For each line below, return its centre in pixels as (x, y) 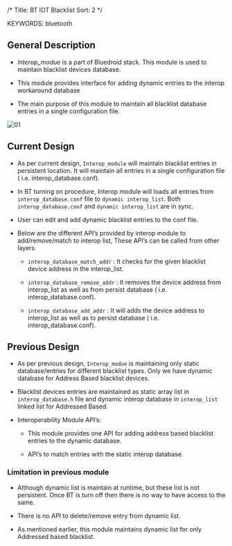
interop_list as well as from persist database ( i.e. (97, 289)
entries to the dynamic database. (74, 441)
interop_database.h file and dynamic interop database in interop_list (117, 399)
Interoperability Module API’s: (59, 420)
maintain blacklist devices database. (69, 69)
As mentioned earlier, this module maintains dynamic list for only (109, 529)
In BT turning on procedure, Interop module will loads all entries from (115, 191)
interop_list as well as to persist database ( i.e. (93, 317)
